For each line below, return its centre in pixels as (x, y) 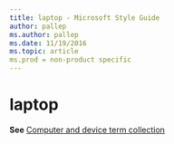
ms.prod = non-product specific (70, 60)
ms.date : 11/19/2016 (48, 43)
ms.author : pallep (44, 34)
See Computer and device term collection (87, 130)
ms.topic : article (44, 52)
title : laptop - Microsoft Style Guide (85, 18)
